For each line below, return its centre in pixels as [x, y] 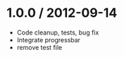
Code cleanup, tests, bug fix [58, 32]
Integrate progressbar [49, 39]
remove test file [39, 47]
